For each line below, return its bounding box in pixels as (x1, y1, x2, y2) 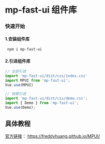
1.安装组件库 (5, 36, 30, 42)
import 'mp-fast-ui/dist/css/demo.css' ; (5, 96, 88, 101)
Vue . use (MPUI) (5, 83, 34, 88)
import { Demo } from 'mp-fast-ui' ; (5, 100, 79, 105)
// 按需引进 (5, 91, 27, 96)
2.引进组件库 (5, 58, 30, 64)
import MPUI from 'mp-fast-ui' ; (5, 78, 70, 83)
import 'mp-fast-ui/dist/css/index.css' (5, 74, 88, 79)
